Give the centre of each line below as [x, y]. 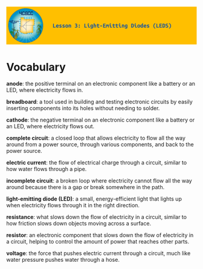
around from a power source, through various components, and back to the [100, 144]
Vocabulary [36, 67]
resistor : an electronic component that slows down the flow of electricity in [100, 235]
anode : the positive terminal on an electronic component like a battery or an [101, 84]
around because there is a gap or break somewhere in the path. [85, 187]
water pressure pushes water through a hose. [63, 260]
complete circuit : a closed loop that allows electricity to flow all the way [96, 138]
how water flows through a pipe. [47, 169]
